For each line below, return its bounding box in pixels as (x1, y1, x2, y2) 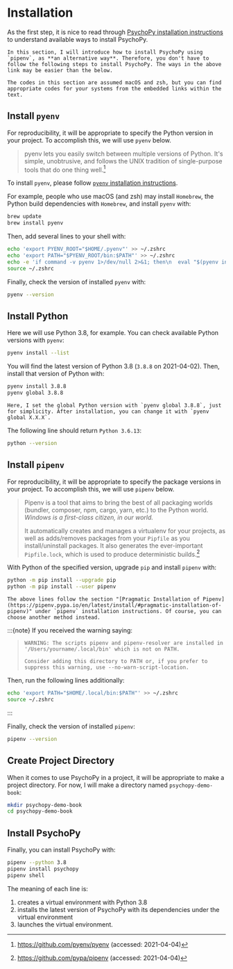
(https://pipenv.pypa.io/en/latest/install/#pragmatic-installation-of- (7, 602, 222, 609)
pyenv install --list (7, 350, 70, 357)
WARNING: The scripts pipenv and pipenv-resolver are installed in (24, 640, 223, 647)
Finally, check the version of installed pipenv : (7, 722, 135, 731)
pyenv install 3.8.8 (7, 383, 67, 390)
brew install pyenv (7, 220, 64, 227)
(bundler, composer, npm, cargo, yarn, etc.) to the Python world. (24, 505, 209, 514)
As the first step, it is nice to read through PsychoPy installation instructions (7, 28, 223, 36)
